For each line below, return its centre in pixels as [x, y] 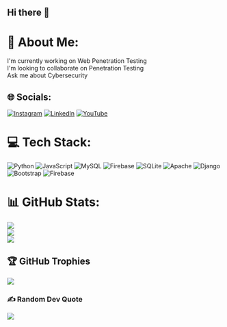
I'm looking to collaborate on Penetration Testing [76, 68]
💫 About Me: [43, 42]
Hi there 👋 [28, 13]
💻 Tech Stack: [49, 143]
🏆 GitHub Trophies [49, 262]
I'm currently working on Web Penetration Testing [77, 61]
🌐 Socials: [29, 97]
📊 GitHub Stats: [54, 202]
